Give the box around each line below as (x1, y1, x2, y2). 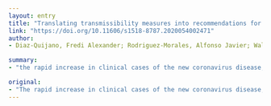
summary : (8, 56, 38, 64)
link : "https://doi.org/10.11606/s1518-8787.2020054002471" (8, 26, 215, 35)
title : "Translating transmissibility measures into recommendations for (8, 19, 262, 27)
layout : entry (8, 11, 56, 20)
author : (8, 34, 35, 43)
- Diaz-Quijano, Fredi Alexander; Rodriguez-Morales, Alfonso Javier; (8, 42, 251, 50)
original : (8, 78, 42, 86)
